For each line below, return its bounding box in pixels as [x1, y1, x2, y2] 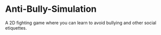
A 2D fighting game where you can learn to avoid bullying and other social [5, 20, 157, 26]
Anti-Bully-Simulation [5, 3, 97, 15]
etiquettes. [5, 25, 27, 31]
